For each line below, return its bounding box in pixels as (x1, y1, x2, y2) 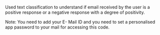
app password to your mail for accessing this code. (5, 24, 110, 30)
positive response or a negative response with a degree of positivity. (5, 9, 145, 15)
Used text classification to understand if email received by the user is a (5, 4, 150, 10)
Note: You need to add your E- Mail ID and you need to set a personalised (5, 19, 156, 25)
